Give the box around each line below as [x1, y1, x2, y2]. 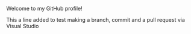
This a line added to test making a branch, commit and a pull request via [6, 16, 186, 23]
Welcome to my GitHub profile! [6, 5, 83, 12]
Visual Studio [6, 23, 39, 29]
